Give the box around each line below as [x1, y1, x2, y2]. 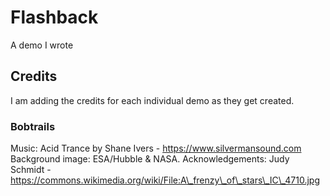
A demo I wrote [10, 39, 74, 51]
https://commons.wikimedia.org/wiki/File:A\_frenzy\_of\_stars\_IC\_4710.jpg [10, 174, 320, 186]
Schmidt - [10, 164, 52, 176]
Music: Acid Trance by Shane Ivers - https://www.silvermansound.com [10, 142, 302, 155]
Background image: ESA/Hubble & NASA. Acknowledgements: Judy [10, 153, 290, 165]
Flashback [10, 6, 99, 29]
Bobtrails [10, 119, 56, 133]
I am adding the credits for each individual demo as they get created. [10, 94, 295, 106]
